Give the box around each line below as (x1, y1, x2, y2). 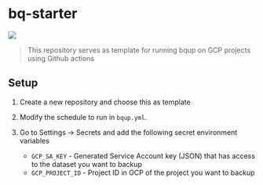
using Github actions (27, 53, 95, 63)
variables (19, 136, 49, 145)
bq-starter (8, 5, 78, 23)
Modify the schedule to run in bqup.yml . (19, 112, 148, 122)
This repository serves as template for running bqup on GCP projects (27, 45, 251, 55)
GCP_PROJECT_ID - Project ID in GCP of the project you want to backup (31, 168, 255, 177)
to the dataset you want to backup (31, 159, 143, 169)
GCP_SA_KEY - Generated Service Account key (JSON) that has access (31, 151, 255, 161)
